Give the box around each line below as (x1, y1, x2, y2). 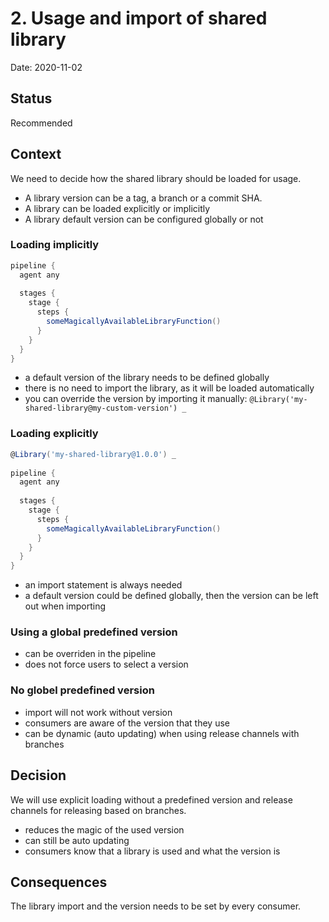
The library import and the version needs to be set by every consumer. (10, 900, 302, 912)
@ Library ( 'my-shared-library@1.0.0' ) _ (10, 449, 177, 459)
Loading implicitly (10, 238, 100, 252)
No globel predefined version (10, 683, 155, 697)
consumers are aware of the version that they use (24, 717, 230, 729)
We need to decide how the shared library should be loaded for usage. (10, 172, 302, 184)
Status (10, 90, 53, 107)
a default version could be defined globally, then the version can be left (24, 590, 319, 602)
